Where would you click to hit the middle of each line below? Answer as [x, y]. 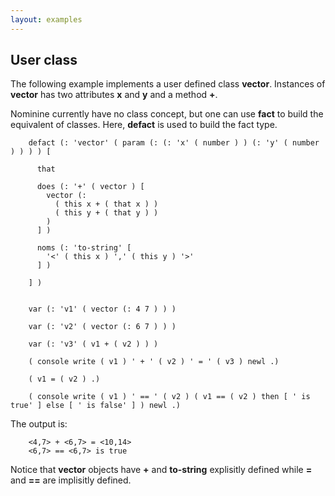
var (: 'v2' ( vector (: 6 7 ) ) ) [102, 327]
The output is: [39, 424]
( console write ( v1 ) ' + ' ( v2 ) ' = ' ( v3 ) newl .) [154, 362]
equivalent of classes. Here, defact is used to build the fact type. [144, 125]
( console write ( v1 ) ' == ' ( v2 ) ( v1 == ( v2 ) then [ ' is [169, 397]
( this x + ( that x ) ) [106, 204]
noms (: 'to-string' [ [84, 248]
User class [44, 60]
